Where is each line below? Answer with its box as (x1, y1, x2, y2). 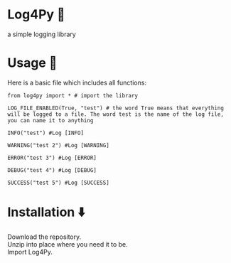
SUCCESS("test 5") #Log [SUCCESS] (7, 179, 110, 186)
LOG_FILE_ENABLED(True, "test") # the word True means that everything (7, 104, 224, 112)
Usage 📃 (7, 55, 58, 71)
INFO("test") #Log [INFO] (7, 129, 84, 136)
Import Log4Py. (7, 247, 53, 256)
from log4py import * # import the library (7, 92, 139, 99)
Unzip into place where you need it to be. (7, 240, 128, 248)
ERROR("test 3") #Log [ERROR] (7, 154, 97, 161)
